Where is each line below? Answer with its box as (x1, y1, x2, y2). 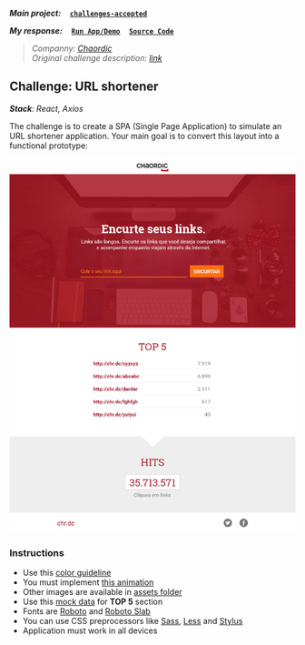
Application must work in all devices (22, 625, 158, 636)
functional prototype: (9, 140, 88, 151)
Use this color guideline (22, 568, 112, 579)
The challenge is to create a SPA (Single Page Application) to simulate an (9, 120, 282, 131)
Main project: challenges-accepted (9, 8, 148, 18)
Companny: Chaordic (31, 43, 113, 54)
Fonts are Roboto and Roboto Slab (22, 606, 152, 617)
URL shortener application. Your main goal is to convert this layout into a (9, 130, 280, 141)
